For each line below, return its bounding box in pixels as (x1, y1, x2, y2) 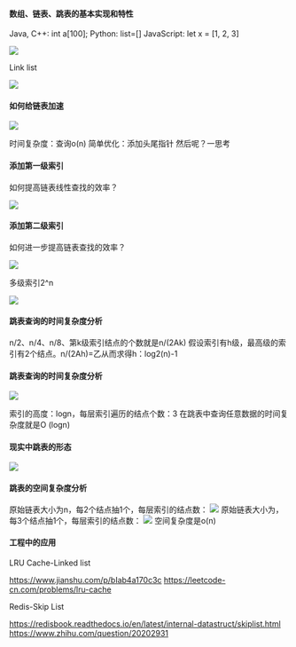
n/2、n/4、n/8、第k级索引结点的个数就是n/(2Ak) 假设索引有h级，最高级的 (9, 337, 279, 348)
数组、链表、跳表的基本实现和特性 (9, 8, 134, 19)
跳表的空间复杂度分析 (9, 483, 87, 493)
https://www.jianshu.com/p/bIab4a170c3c (9, 574, 162, 585)
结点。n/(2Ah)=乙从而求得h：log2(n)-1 (36, 349, 178, 359)
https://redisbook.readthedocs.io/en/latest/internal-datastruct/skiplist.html (9, 618, 281, 629)
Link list (9, 62, 37, 73)
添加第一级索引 (9, 161, 64, 170)
